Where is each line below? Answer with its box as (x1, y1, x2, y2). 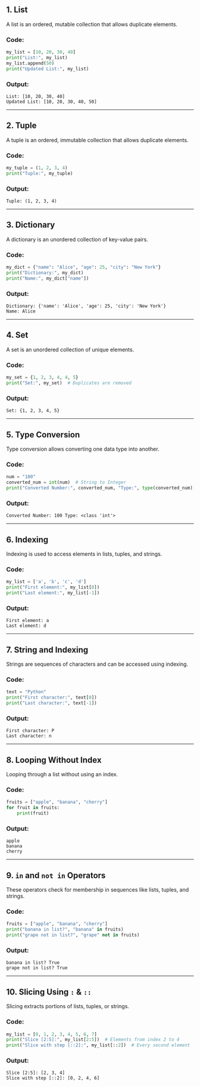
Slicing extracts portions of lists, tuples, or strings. (6, 1003, 130, 1010)
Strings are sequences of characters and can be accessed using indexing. (6, 660, 189, 668)
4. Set (6, 330, 29, 340)
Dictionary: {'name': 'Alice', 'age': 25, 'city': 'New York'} (6, 303, 167, 310)
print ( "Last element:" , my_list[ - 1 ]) (6, 590, 100, 596)
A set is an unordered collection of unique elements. (6, 346, 135, 353)
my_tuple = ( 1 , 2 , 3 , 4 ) (6, 165, 68, 171)
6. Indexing (6, 534, 49, 544)
